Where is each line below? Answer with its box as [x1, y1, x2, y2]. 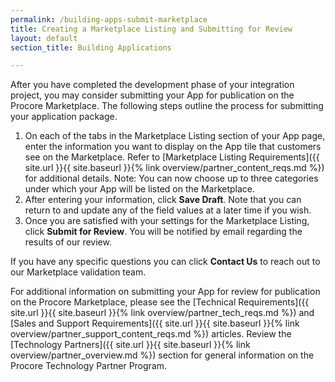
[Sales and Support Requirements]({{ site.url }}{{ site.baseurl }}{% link [10, 317, 300, 330]
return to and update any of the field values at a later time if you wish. [24, 204, 312, 216]
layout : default [10, 33, 78, 43]
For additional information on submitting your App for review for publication [10, 286, 321, 298]
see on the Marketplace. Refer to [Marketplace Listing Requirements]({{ [24, 151, 320, 163]
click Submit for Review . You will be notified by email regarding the [24, 226, 303, 238]
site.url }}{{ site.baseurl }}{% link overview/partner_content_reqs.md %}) [24, 162, 325, 174]
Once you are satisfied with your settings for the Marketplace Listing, [24, 215, 310, 227]
